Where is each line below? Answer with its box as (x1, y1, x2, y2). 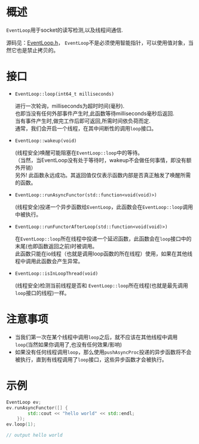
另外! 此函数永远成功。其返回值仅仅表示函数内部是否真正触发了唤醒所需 (14, 171, 191, 178)
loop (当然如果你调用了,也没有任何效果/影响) (14, 340, 123, 348)
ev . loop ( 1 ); (6, 421, 36, 428)
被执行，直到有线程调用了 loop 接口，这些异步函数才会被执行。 (14, 355, 167, 363)
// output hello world (6, 432, 63, 439)
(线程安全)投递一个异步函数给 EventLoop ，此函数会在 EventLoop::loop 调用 (14, 203, 193, 210)
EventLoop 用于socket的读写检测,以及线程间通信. (6, 26, 124, 34)
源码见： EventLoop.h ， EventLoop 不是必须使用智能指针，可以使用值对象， (6, 39, 188, 46)
